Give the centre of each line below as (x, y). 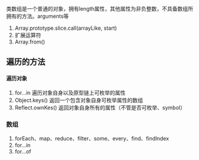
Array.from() (30, 42)
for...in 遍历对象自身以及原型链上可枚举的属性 (70, 92)
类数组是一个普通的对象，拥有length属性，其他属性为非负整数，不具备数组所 (100, 9)
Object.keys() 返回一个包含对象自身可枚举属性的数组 (79, 100)
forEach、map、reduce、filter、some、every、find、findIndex (92, 138)
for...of (23, 151)
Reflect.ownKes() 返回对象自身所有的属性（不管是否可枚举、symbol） (100, 107)
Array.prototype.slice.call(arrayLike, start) (66, 28)
